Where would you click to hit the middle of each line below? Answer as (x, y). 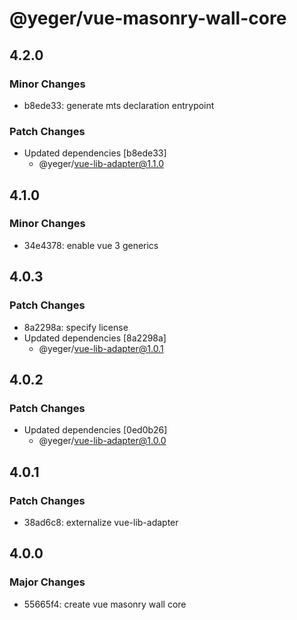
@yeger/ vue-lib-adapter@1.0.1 (101, 348)
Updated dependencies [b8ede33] (95, 153)
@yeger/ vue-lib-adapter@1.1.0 (101, 164)
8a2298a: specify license (76, 327)
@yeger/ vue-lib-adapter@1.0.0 (102, 441)
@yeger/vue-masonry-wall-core (148, 18)
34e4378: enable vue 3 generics (91, 245)
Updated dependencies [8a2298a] (95, 338)
